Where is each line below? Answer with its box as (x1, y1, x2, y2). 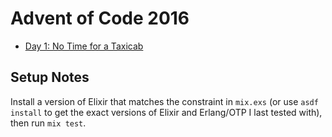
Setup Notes (10, 69, 90, 86)
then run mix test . (10, 117, 87, 129)
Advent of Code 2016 (10, 7, 190, 30)
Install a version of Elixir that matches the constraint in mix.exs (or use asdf (10, 95, 319, 107)
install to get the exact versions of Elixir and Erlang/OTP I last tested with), (10, 106, 323, 118)
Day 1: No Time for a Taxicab (24, 40, 144, 52)
